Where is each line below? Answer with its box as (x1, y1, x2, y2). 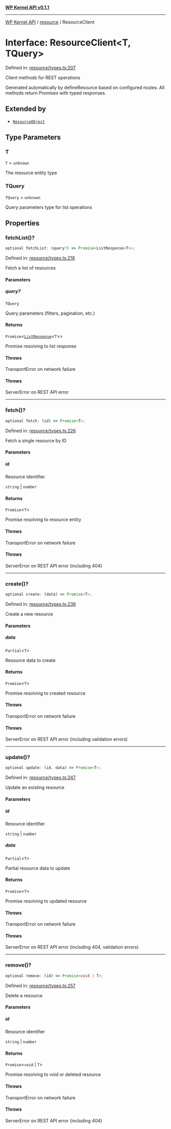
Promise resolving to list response (5, 343, 76, 349)
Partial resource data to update (5, 865, 70, 871)
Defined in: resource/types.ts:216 (5, 255, 75, 261)
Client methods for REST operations (5, 74, 80, 81)
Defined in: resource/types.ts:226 (5, 428, 76, 434)
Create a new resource (5, 610, 53, 617)
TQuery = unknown (5, 194, 41, 200)
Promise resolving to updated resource (5, 898, 87, 904)
